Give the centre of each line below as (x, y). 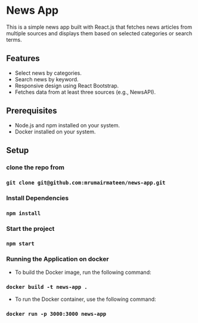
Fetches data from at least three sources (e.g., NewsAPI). (85, 92)
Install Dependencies (38, 198)
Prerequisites (32, 111)
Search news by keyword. (47, 79)
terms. (14, 39)
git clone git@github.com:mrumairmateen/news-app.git (86, 182)
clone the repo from (35, 167)
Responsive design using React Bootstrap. (67, 86)
